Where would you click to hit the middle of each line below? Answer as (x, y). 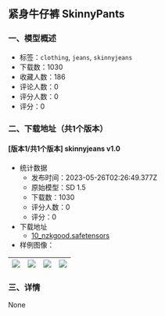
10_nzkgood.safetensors (70, 235)
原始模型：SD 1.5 (58, 187)
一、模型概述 (32, 39)
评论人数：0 (39, 86)
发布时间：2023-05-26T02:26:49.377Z (94, 177)
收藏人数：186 (42, 76)
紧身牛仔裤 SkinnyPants (66, 14)
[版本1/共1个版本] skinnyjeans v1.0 (65, 149)
